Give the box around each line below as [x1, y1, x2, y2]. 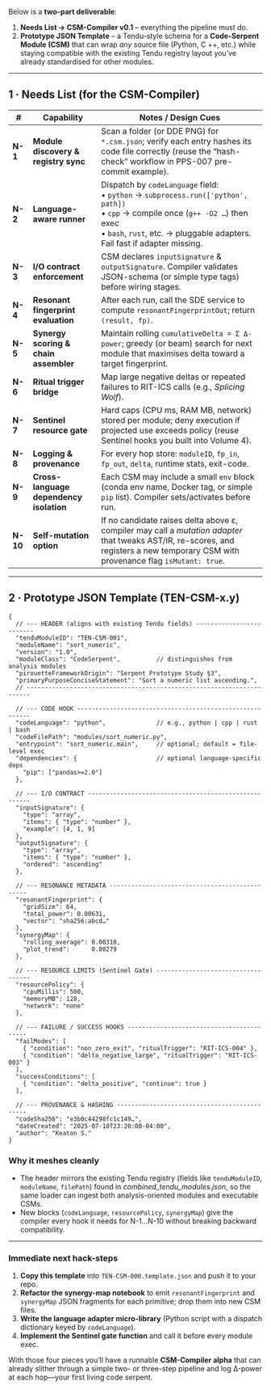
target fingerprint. [100, 357, 168, 369]
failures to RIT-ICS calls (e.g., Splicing [100, 381, 245, 392]
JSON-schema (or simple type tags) [100, 271, 240, 282]
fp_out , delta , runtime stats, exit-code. [100, 458, 249, 469]
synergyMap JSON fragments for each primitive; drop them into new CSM [19, 1297, 261, 1307]
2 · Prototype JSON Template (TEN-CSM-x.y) [8, 591, 240, 605]
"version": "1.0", [15, 648, 78, 656]
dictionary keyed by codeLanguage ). [19, 1322, 136, 1333]
